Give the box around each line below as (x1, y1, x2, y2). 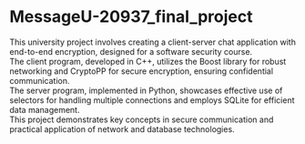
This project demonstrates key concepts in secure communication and (9, 114, 274, 125)
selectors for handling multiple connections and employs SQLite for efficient (9, 94, 295, 106)
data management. (9, 104, 80, 115)
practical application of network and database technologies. (9, 123, 235, 134)
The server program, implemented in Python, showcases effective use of (9, 85, 283, 96)
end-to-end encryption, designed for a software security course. (9, 46, 253, 57)
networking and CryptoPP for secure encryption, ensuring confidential (9, 66, 274, 77)
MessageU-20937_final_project (9, 6, 253, 27)
